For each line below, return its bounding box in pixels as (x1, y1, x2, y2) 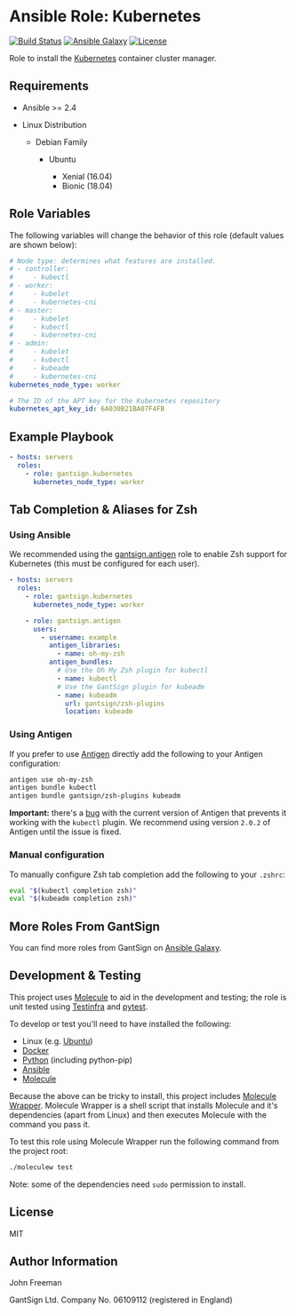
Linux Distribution (21, 119, 87, 130)
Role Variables (9, 206, 91, 221)
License (9, 1205, 54, 1220)
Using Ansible (9, 529, 71, 541)
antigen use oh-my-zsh (9, 775, 93, 784)
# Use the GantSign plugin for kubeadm (56, 682, 204, 691)
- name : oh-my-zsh (56, 649, 125, 658)
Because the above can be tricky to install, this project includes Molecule (9, 1090, 277, 1101)
